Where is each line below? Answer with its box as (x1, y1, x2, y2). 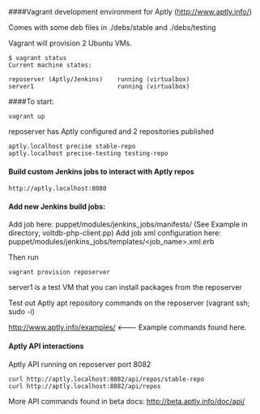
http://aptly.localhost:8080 (8, 184, 107, 193)
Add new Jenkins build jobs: (8, 201, 106, 211)
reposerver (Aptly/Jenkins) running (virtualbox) (8, 75, 190, 84)
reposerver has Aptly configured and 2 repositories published (8, 127, 215, 136)
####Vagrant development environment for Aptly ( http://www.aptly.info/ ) (8, 7, 253, 16)
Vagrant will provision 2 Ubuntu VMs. (8, 38, 132, 48)
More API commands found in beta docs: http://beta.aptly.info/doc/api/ (8, 396, 245, 406)
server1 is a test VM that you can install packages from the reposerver (8, 282, 243, 292)
